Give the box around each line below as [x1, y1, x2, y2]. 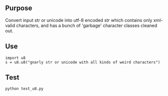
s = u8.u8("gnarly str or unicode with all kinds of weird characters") [5, 60, 160, 65]
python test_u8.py [5, 87, 44, 92]
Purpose [5, 4, 33, 12]
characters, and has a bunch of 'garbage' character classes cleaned [16, 22, 157, 28]
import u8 [5, 55, 26, 60]
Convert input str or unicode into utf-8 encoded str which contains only [5, 17, 152, 23]
